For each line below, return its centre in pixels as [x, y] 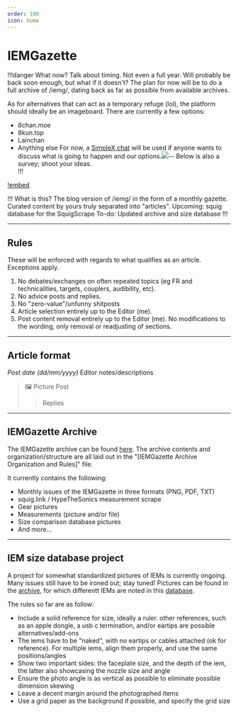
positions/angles [42, 655]
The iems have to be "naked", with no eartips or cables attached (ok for [122, 640]
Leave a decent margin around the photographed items [98, 693]
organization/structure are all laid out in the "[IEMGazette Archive [102, 456]
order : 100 [23, 14]
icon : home [23, 21]
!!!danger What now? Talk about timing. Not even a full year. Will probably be [119, 75]
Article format [39, 355]
